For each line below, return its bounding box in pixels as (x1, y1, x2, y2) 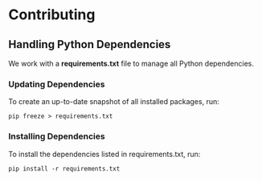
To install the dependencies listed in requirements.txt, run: (8, 149, 201, 159)
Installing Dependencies (8, 131, 106, 142)
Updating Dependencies (8, 78, 105, 90)
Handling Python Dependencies (8, 38, 171, 51)
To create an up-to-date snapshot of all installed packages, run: (8, 97, 219, 107)
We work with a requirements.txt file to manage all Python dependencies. (8, 58, 255, 68)
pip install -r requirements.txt (8, 164, 121, 173)
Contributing (8, 6, 96, 24)
